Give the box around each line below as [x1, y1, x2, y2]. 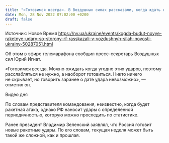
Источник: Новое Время [5, 31, 57, 37]
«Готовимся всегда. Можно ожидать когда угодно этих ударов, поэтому [5, 66, 162, 72]
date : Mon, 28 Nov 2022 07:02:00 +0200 [5, 12, 89, 17]
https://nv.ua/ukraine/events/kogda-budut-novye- [58, 31, 162, 37]
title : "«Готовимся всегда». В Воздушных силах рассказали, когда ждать [5, 7, 161, 13]
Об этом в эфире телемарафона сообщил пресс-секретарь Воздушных [5, 51, 159, 57]
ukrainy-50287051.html [5, 41, 53, 47]
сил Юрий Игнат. [5, 56, 42, 62]
